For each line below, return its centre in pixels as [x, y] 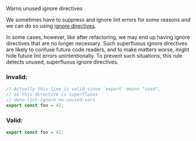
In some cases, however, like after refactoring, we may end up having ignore [98, 37]
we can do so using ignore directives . [51, 26]
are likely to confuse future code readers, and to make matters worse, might [98, 50]
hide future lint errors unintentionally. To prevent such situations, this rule [94, 56]
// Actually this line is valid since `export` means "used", [83, 89]
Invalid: [17, 77]
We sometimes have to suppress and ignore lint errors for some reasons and [98, 20]
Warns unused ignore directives [44, 8]
